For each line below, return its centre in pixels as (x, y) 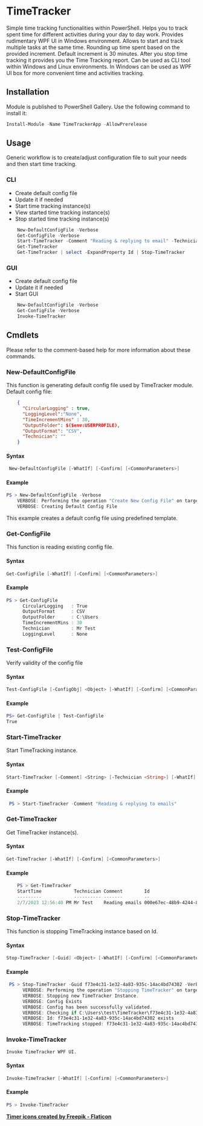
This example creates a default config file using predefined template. (92, 518)
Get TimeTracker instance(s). (42, 832)
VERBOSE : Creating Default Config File (67, 507)
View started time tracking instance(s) (63, 212)
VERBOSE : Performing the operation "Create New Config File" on (100, 501)
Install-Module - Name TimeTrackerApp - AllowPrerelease (77, 124)
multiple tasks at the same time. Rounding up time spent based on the (93, 47)
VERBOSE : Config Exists (52, 1001)
